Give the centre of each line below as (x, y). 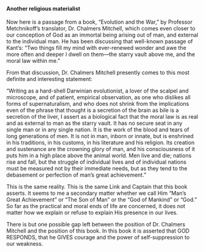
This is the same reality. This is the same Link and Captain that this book (97, 187)
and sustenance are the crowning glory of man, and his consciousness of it (101, 149)
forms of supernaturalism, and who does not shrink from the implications (98, 104)
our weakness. (25, 244)
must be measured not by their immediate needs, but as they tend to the (97, 169)
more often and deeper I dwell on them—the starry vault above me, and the (101, 54)
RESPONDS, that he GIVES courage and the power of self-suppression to (98, 237)
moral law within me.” (33, 61)
